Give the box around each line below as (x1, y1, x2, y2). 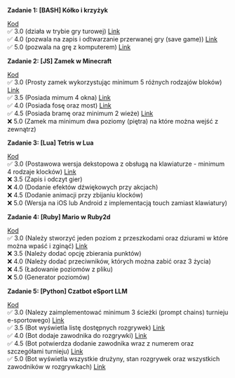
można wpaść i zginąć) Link (7, 242, 88, 250)
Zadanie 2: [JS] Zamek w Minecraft (7, 57, 112, 65)
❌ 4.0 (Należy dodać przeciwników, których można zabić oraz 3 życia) (7, 257, 212, 266)
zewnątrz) (7, 125, 36, 133)
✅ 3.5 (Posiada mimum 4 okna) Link (7, 93, 111, 101)
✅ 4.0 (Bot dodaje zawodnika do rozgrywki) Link (7, 332, 147, 339)
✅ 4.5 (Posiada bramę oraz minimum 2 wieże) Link (7, 109, 154, 117)
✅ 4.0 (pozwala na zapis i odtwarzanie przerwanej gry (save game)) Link (7, 35, 217, 43)
